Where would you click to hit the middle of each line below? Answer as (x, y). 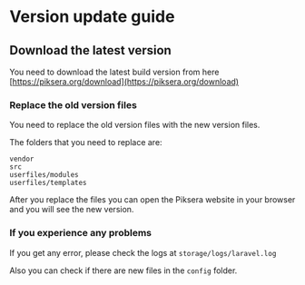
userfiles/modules (44, 175)
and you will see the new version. (72, 210)
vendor (22, 159)
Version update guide (92, 17)
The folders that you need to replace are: (86, 142)
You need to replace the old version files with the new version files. (135, 125)
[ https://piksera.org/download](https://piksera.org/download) (124, 82)
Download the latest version (91, 50)
